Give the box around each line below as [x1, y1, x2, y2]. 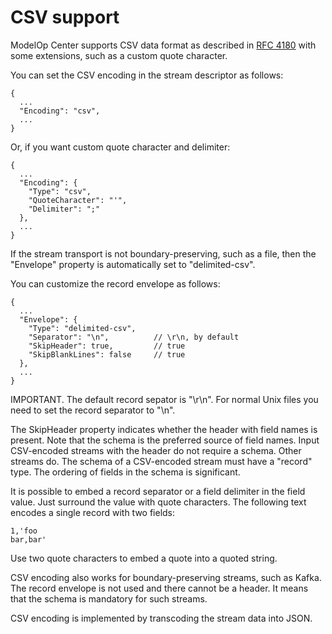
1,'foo [10, 526, 38, 536]
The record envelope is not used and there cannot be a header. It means [10, 582, 309, 594]
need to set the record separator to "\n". [10, 404, 176, 416]
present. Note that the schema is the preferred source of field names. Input [10, 434, 320, 446]
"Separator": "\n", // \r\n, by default [28, 332, 240, 342]
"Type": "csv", [28, 186, 92, 196]
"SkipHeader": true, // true [28, 341, 186, 351]
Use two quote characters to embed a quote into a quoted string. [10, 552, 278, 564]
